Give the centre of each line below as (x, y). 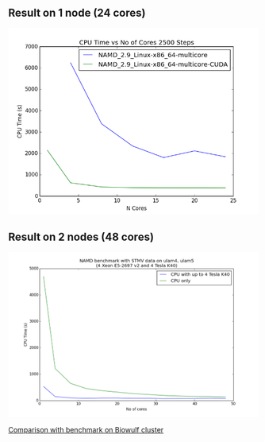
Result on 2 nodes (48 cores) (81, 237)
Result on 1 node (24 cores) (77, 13)
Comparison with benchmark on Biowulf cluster (86, 429)
